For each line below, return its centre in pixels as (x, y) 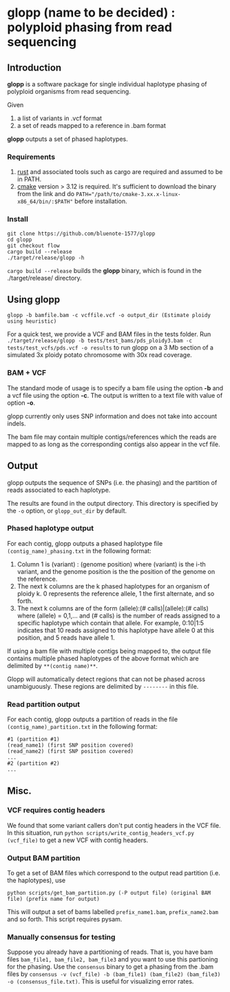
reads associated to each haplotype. (59, 490)
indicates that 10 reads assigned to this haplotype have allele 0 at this (116, 630)
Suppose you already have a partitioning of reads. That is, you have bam (110, 952)
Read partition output (44, 704)
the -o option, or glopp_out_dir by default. (67, 511)
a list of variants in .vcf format (59, 118)
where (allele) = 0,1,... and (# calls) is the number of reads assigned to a (118, 616)
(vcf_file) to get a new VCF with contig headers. (78, 840)
